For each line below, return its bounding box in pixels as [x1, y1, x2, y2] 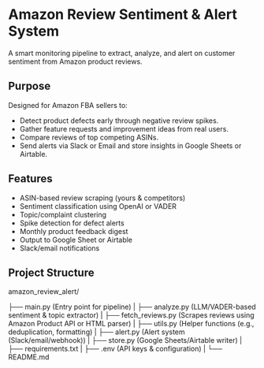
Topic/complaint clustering [19, 210, 107, 219]
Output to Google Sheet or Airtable [19, 235, 132, 244]
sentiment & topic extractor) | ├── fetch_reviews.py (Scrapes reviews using [8, 310, 255, 320]
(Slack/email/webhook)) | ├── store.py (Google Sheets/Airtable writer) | [8, 336, 243, 345]
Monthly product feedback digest [19, 226, 128, 236]
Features [8, 172, 53, 186]
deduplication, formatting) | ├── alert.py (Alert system [8, 327, 185, 336]
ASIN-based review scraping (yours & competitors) [19, 193, 186, 203]
